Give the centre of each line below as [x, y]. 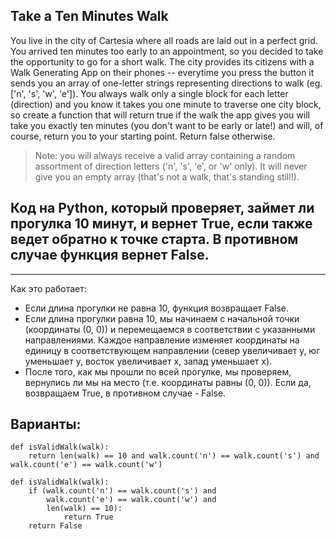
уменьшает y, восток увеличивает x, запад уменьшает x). [148, 361]
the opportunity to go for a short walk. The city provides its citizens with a [162, 61]
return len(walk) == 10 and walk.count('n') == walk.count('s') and [174, 456]
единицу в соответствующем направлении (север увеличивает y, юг [172, 350]
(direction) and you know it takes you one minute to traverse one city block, [166, 104]
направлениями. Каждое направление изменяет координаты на [162, 340]
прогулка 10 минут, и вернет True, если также [161, 224]
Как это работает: [48, 288]
